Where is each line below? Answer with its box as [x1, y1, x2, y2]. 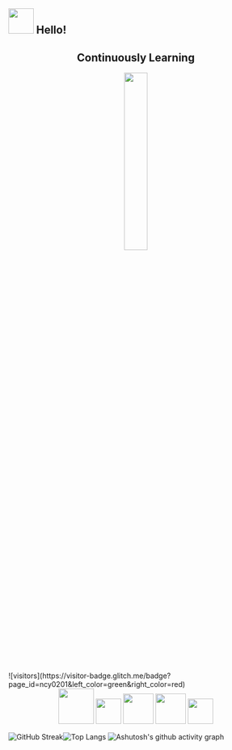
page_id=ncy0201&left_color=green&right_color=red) [8, 680, 186, 689]
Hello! [36, 23, 67, 37]
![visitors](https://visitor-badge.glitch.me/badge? [8, 671, 171, 680]
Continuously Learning [76, 50, 196, 65]
